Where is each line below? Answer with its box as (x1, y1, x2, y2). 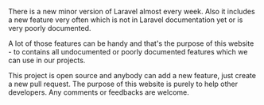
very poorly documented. (8, 24, 91, 32)
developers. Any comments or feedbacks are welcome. (8, 88, 189, 97)
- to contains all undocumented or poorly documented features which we (8, 47, 248, 56)
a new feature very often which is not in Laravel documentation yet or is (8, 15, 243, 24)
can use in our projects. (8, 55, 86, 65)
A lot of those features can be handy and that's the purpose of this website (8, 39, 254, 48)
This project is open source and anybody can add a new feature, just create (8, 71, 257, 80)
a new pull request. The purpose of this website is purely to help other (8, 79, 239, 88)
